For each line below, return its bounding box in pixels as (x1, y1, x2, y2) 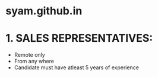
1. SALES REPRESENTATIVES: (5, 32, 153, 45)
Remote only (14, 51, 45, 58)
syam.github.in (5, 4, 83, 18)
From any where (14, 58, 55, 65)
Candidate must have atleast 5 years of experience (14, 64, 139, 71)
